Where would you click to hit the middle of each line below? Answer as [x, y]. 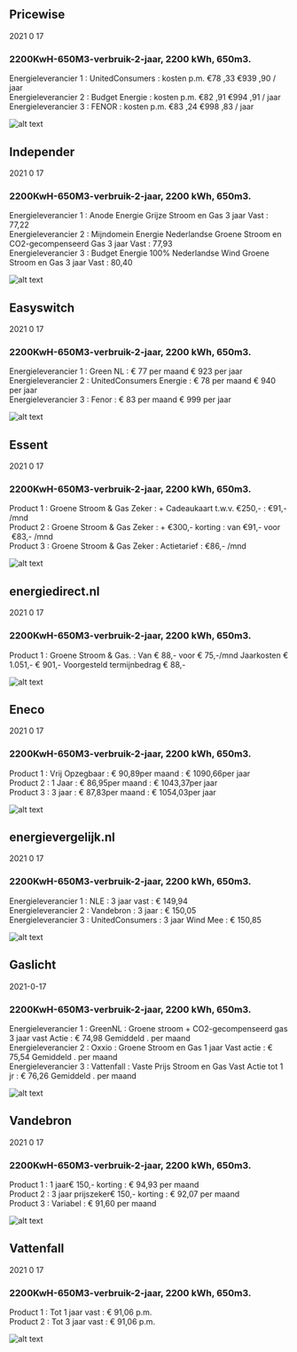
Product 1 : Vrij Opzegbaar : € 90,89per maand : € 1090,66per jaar [130, 773]
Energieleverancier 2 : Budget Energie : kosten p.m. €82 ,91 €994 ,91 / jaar [145, 98]
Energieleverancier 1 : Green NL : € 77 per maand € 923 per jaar [126, 371]
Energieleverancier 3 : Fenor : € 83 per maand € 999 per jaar [121, 399]
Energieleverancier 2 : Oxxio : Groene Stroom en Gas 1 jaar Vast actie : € [141, 1048]
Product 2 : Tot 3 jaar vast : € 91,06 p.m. [82, 1322]
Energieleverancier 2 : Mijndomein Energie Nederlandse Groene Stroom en [145, 234]
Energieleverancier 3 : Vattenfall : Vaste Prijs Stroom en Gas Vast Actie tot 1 [146, 1066]
